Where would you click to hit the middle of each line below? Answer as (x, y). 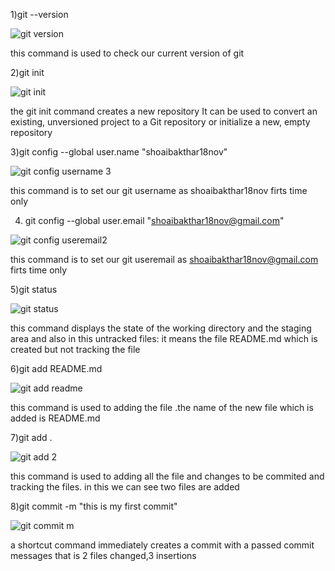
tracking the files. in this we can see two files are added (125, 487)
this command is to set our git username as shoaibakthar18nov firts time (159, 190)
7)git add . (31, 437)
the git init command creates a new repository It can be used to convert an (164, 111)
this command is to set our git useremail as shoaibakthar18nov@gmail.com (164, 259)
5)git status (34, 289)
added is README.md (55, 418)
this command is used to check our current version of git (127, 53)
